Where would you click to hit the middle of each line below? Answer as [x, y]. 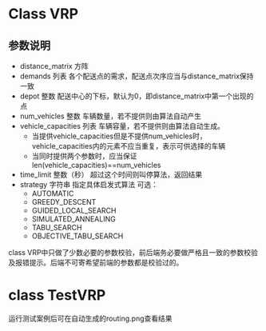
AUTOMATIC [53, 193]
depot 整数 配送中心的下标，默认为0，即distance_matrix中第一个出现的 [137, 96]
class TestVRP [57, 295]
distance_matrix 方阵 [54, 66]
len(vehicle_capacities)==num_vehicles [96, 165]
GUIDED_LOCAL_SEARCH [74, 210]
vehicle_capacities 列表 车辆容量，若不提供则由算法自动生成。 [122, 126]
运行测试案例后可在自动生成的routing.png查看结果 [91, 318]
